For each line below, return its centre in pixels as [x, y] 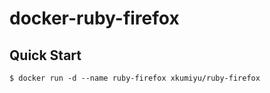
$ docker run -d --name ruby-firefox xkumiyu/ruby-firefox [135, 78]
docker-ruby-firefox [94, 18]
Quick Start [45, 55]
